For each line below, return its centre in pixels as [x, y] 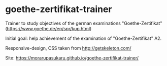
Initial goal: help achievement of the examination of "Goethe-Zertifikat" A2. [83, 38]
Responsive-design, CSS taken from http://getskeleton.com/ [68, 48]
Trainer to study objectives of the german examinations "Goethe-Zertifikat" [84, 23]
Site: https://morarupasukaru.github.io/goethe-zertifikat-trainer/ [72, 58]
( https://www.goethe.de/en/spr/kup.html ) [48, 28]
